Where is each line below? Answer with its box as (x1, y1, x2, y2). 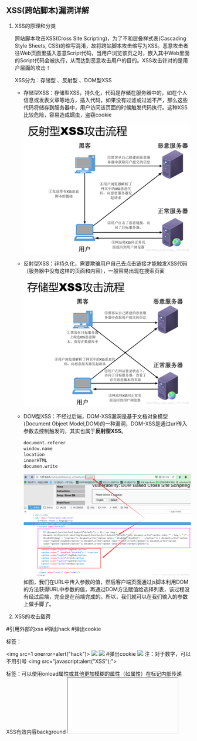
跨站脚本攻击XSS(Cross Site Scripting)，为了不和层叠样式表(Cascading (14, 35, 186, 42)
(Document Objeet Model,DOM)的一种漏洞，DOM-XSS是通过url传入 (23, 420, 188, 427)
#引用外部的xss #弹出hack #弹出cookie (6, 625, 101, 632)
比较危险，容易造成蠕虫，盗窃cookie (23, 111, 112, 118)
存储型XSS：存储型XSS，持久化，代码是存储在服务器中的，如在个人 (23, 89, 188, 96)
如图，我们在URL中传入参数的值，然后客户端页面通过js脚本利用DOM (23, 578, 189, 585)
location (23, 451, 45, 457)
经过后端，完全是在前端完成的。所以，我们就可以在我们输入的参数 (28, 593, 188, 600)
